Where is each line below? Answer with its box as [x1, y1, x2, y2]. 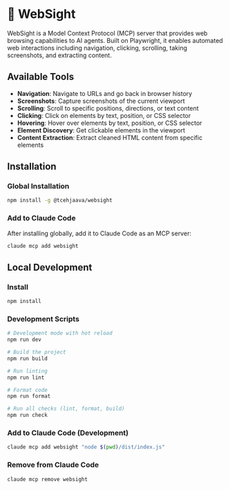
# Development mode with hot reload [7, 330, 113, 337]
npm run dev [7, 336, 41, 344]
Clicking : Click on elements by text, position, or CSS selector [17, 111, 191, 119]
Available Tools [7, 71, 75, 83]
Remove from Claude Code [7, 460, 99, 470]
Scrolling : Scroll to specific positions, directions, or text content [17, 104, 199, 112]
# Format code [7, 386, 48, 393]
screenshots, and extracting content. [7, 51, 112, 59]
